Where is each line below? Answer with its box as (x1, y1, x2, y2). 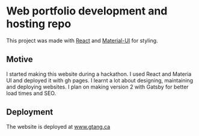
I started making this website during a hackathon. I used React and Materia (6, 70, 192, 78)
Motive (6, 54, 33, 64)
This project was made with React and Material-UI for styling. (6, 37, 158, 44)
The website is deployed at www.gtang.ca (6, 123, 111, 130)
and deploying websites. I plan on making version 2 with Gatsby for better (6, 83, 189, 90)
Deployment (6, 107, 54, 117)
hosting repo (6, 17, 72, 31)
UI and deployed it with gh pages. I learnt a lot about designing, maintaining (6, 76, 194, 84)
